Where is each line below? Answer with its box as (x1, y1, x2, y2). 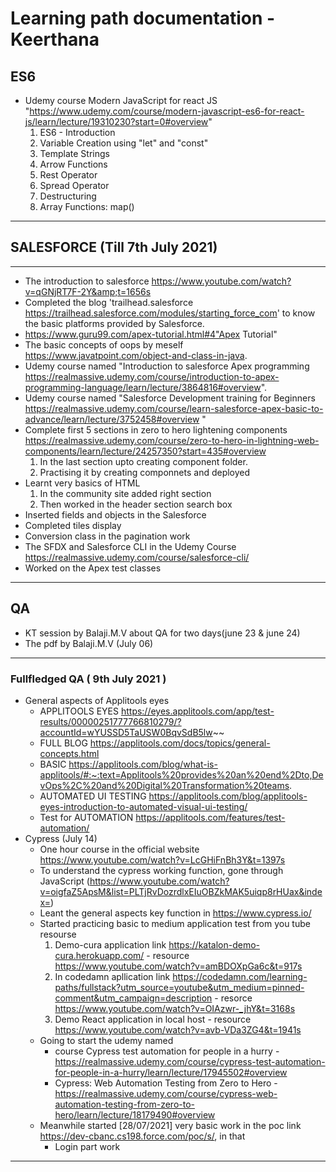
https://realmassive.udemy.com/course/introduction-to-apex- (24, 370, 280, 382)
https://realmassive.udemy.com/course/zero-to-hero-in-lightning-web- (24, 434, 320, 446)
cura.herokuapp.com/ (54, 949, 145, 961)
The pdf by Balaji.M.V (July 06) (24, 637, 154, 649)
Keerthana (10, 28, 100, 51)
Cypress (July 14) (24, 832, 98, 844)
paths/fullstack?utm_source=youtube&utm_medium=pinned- (54, 981, 305, 993)
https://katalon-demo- (168, 938, 261, 951)
